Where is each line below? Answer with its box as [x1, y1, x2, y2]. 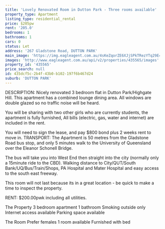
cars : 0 [5, 39, 21, 44]
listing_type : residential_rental [5, 16, 76, 21]
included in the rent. [5, 120, 46, 126]
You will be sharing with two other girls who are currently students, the [5, 109, 148, 115]
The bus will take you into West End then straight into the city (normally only [5, 155, 159, 161]
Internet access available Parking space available [5, 209, 105, 215]
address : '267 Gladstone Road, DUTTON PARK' [5, 48, 98, 53]
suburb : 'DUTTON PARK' [5, 76, 52, 81]
